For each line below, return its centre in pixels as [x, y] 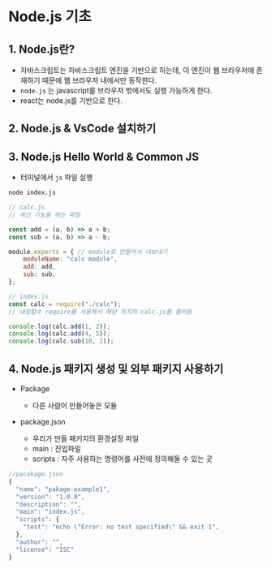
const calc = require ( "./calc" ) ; [65, 304]
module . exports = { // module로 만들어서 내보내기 [88, 252]
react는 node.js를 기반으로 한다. [71, 101]
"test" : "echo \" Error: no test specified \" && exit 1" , [121, 527]
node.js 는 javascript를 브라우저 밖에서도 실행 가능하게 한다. [116, 91]
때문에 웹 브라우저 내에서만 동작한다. [99, 80]
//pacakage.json [36, 474]
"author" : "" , [39, 542]
